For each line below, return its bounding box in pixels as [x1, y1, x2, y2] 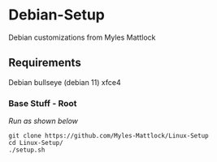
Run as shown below [8, 116, 79, 126]
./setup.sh [8, 146, 46, 155]
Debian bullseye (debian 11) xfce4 [8, 77, 121, 87]
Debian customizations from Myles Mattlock [8, 32, 156, 42]
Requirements [8, 56, 81, 70]
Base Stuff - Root [8, 97, 77, 109]
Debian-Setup [8, 6, 106, 24]
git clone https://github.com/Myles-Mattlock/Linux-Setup [8, 132, 209, 140]
